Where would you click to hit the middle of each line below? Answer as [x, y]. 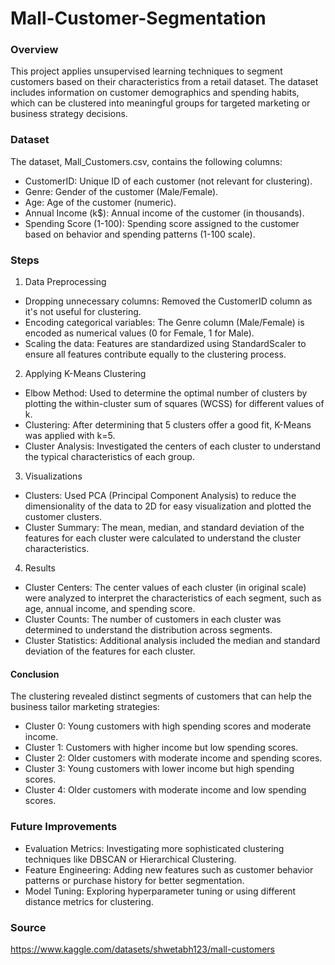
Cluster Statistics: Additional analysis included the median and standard [172, 641]
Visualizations [53, 476]
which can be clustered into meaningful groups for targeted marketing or [160, 103]
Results [40, 568]
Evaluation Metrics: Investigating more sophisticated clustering [154, 848]
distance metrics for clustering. [89, 901]
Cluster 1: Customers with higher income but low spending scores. [161, 748]
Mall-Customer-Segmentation [138, 18]
